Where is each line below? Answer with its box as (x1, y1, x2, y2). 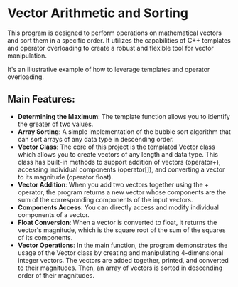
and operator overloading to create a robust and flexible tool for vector (7, 43, 215, 52)
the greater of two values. (17, 120, 94, 128)
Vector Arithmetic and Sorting (7, 5, 188, 21)
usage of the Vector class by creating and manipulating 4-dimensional (17, 248, 224, 257)
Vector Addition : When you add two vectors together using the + (17, 180, 210, 189)
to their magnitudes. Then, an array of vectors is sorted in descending (17, 263, 223, 272)
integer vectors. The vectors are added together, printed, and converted (17, 256, 229, 264)
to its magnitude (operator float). (17, 172, 114, 181)
